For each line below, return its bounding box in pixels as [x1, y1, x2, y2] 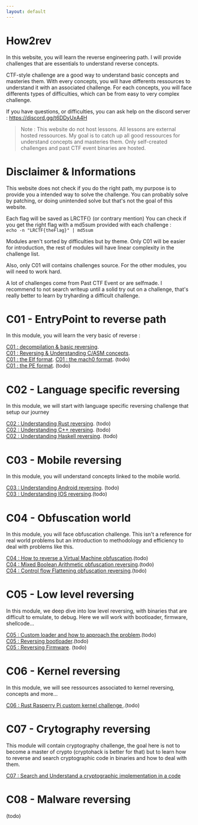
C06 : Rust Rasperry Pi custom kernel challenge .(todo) [6, 702, 140, 709]
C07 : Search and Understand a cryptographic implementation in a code [6, 772, 181, 780]
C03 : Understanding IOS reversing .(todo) [6, 490, 108, 497]
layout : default [6, 8, 46, 15]
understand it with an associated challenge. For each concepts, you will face [6, 84, 192, 91]
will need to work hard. [6, 268, 62, 275]
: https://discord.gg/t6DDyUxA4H [6, 114, 87, 121]
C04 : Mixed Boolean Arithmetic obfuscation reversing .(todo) [6, 561, 154, 568]
